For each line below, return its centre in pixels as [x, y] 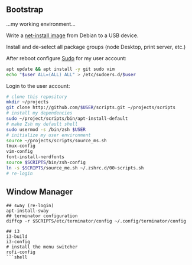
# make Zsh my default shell [42, 124]
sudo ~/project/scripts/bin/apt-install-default [67, 119]
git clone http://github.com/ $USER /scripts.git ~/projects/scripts [91, 108]
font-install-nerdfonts [35, 157]
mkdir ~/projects [27, 102]
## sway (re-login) [30, 205]
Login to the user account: [38, 86]
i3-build [17, 236]
